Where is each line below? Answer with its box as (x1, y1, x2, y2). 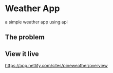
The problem (5, 33, 45, 41)
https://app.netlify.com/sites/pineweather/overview (5, 63, 108, 69)
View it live (5, 50, 39, 58)
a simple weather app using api (5, 19, 68, 25)
